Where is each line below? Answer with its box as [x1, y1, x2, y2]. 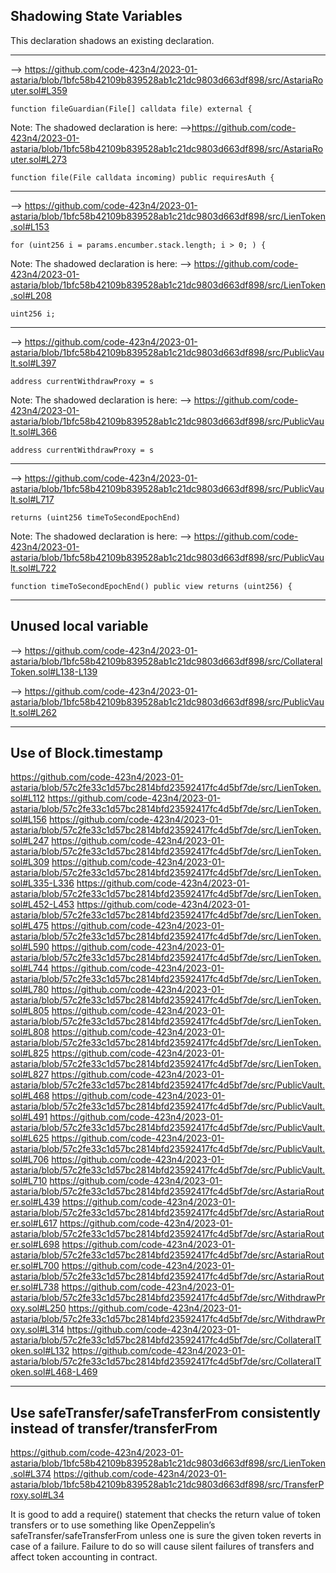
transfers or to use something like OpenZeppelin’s [10, 1519, 216, 1531]
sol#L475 [10, 920, 50, 932]
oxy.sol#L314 [10, 1324, 65, 1336]
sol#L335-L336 [10, 877, 75, 889]
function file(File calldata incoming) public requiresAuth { [10, 172, 275, 183]
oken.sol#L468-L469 [10, 1366, 98, 1378]
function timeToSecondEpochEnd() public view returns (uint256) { [10, 581, 293, 591]
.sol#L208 [10, 289, 53, 301]
